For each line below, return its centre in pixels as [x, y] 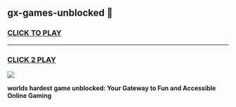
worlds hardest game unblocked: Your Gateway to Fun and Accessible [112, 88]
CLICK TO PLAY [34, 33]
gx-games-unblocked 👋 [60, 13]
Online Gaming [29, 95]
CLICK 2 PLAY [32, 59]
